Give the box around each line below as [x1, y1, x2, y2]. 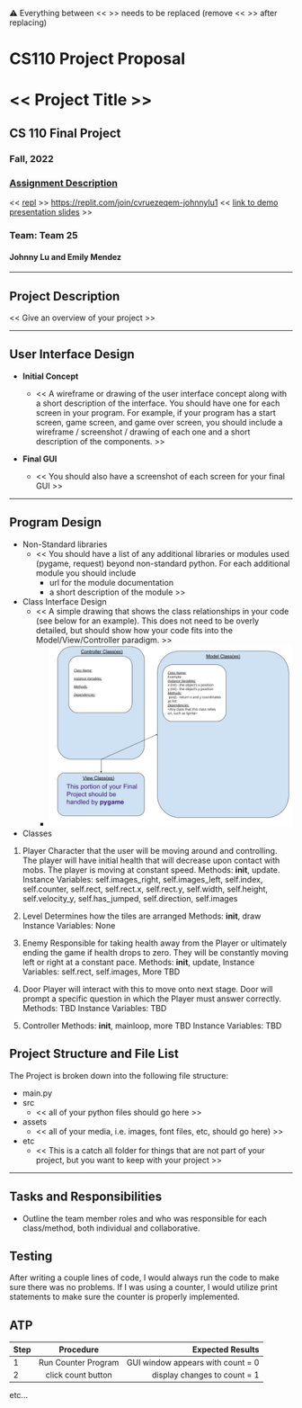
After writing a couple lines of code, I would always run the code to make [9, 1272, 280, 1283]
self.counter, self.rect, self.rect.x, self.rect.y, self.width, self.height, [22, 883, 268, 894]
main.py [22, 1088, 52, 1099]
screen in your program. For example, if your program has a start [35, 407, 276, 417]
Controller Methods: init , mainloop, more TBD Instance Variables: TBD [22, 1020, 282, 1031]
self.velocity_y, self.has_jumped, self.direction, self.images [22, 893, 238, 903]
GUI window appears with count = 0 [126, 1358, 260, 1368]
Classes [22, 828, 52, 839]
